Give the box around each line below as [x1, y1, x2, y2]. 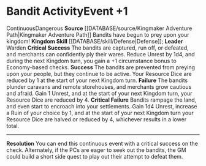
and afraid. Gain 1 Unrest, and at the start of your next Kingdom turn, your [6, 89, 193, 97]
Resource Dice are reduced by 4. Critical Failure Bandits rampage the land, [6, 96, 197, 104]
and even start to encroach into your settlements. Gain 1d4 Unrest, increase [6, 102, 197, 110]
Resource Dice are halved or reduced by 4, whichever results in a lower [6, 115, 187, 123]
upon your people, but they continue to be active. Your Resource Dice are [6, 70, 192, 77]
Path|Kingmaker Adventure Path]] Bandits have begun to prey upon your [6, 31, 189, 38]
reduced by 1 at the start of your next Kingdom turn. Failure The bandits [6, 77, 188, 84]
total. [6, 122, 20, 129]
